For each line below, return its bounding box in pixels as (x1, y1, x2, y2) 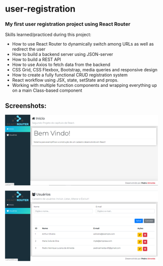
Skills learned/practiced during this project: (5, 32, 91, 37)
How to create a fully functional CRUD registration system (12, 72, 128, 78)
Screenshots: (5, 101, 47, 110)
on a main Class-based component (12, 87, 82, 93)
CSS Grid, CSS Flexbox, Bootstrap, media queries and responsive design (12, 67, 158, 73)
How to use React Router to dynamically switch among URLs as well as (12, 41, 154, 47)
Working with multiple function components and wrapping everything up (12, 83, 157, 88)
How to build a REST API (12, 57, 62, 63)
